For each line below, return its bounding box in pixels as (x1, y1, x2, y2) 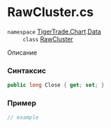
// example (7, 114, 39, 121)
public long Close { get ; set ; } (7, 82, 105, 89)
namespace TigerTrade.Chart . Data (7, 27, 101, 36)
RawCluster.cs (7, 4, 94, 20)
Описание (7, 48, 37, 57)
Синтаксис (7, 66, 47, 76)
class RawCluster (22, 34, 73, 43)
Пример (7, 99, 37, 108)
